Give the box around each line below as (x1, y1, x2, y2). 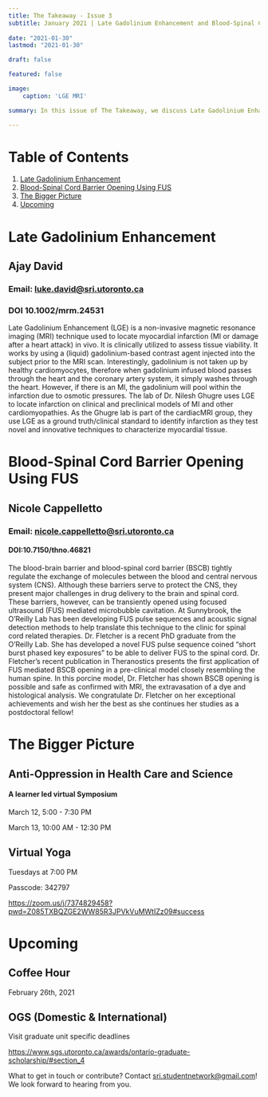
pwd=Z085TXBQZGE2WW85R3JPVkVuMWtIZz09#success (8, 906, 205, 916)
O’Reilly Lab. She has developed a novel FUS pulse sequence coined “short (8, 639, 257, 649)
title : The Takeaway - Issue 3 (8, 11, 112, 20)
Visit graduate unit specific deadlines (8, 1031, 130, 1041)
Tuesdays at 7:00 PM (8, 867, 78, 876)
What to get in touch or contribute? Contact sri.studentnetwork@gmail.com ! (8, 1071, 258, 1081)
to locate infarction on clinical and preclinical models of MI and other (8, 399, 234, 409)
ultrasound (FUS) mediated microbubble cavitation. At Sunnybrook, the (8, 605, 242, 615)
